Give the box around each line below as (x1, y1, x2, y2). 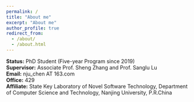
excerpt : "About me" (6, 19, 57, 25)
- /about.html (11, 42, 46, 48)
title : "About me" (6, 14, 51, 20)
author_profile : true (6, 25, 60, 31)
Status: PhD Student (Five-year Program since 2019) (6, 57, 135, 65)
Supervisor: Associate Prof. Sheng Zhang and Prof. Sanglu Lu (6, 64, 158, 71)
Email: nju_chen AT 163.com (6, 70, 75, 77)
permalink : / (6, 8, 38, 15)
